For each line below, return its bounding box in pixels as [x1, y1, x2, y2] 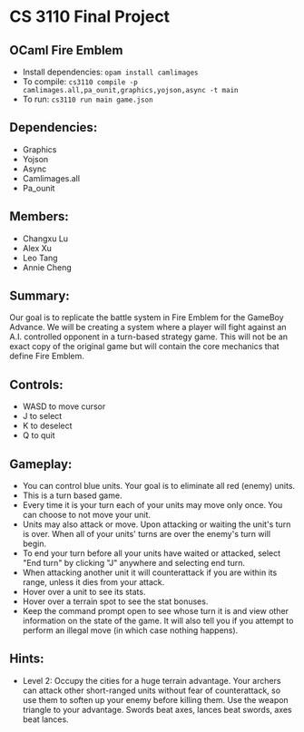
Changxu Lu [22, 233, 69, 244]
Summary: [9, 288, 70, 304]
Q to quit [22, 430, 56, 441]
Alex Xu [22, 242, 53, 253]
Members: [9, 209, 70, 224]
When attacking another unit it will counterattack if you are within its [22, 567, 278, 578]
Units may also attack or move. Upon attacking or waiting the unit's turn [22, 519, 291, 530]
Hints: [9, 651, 44, 667]
